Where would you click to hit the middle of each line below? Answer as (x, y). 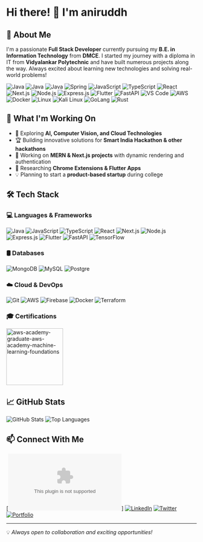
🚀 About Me (29, 35)
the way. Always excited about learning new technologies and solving (93, 68)
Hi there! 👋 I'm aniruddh (67, 12)
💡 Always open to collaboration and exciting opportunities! (79, 532)
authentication (33, 161)
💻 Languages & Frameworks (49, 216)
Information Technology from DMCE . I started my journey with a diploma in (101, 56)
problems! (34, 75)
